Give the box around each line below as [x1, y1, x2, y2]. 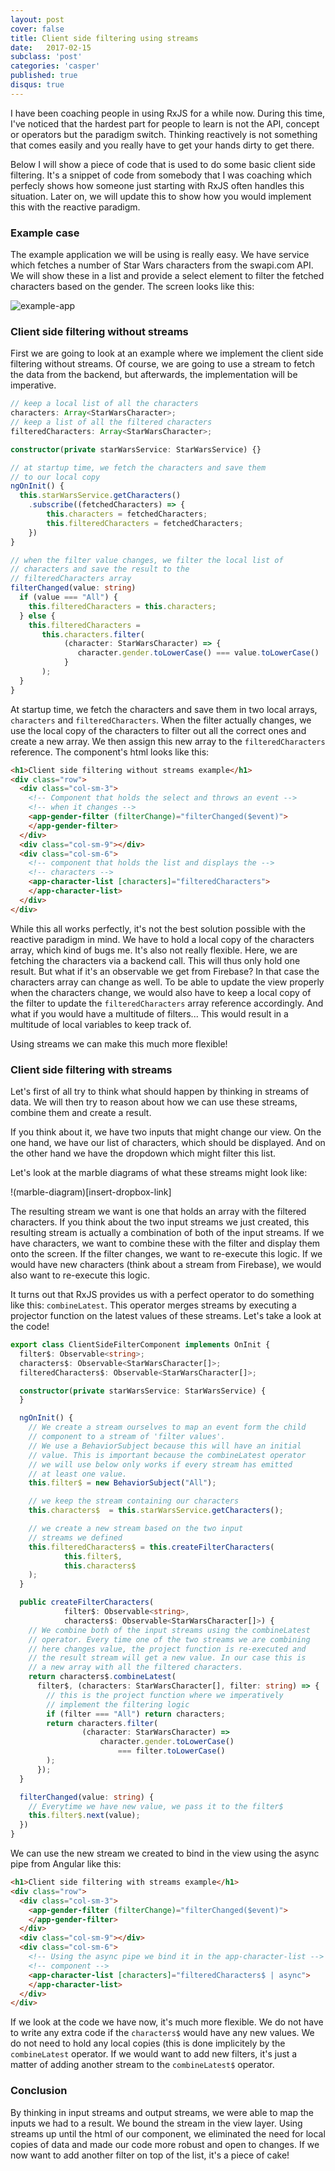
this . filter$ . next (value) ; [28, 1811, 141, 1821]
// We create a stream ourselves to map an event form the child [28, 1422, 307, 1433]
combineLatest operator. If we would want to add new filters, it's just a [10, 2048, 298, 2060]
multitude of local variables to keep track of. [10, 1018, 192, 1030]
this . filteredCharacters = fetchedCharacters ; [46, 518, 244, 528]
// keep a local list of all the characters [10, 399, 199, 409]
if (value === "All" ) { [19, 592, 118, 603]
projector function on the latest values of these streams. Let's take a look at [10, 1310, 322, 1322]
